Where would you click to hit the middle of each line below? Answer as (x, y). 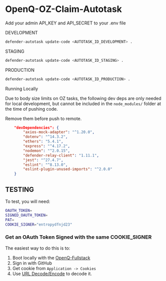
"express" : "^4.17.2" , (47, 146)
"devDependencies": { (36, 128)
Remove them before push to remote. (44, 119)
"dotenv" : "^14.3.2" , (46, 137)
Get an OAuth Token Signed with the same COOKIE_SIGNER (79, 237)
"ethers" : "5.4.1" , (43, 141)
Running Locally (22, 89)
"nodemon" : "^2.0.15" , (47, 150)
